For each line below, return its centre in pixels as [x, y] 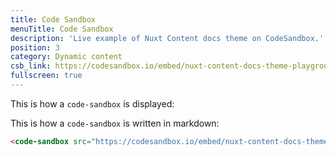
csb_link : [31, 66]
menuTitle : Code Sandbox [62, 29]
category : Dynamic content [66, 57]
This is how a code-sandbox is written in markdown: [115, 123]
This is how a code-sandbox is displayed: [92, 103]
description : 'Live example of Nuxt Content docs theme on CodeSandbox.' [167, 38]
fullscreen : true [46, 76]
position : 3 [35, 47]
